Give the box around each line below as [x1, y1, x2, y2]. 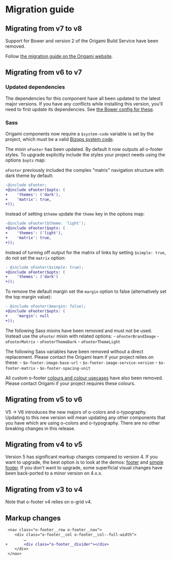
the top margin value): [5, 294, 52, 300]
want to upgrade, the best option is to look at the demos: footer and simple [5, 459, 163, 465]
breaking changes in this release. [5, 425, 75, 431]
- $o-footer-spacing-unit [36, 364, 91, 371]
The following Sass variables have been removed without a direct [5, 348, 144, 355]
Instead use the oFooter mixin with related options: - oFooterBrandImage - [5, 333, 159, 339]
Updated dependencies [5, 83, 65, 91]
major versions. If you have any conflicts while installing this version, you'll [5, 100, 163, 107]
